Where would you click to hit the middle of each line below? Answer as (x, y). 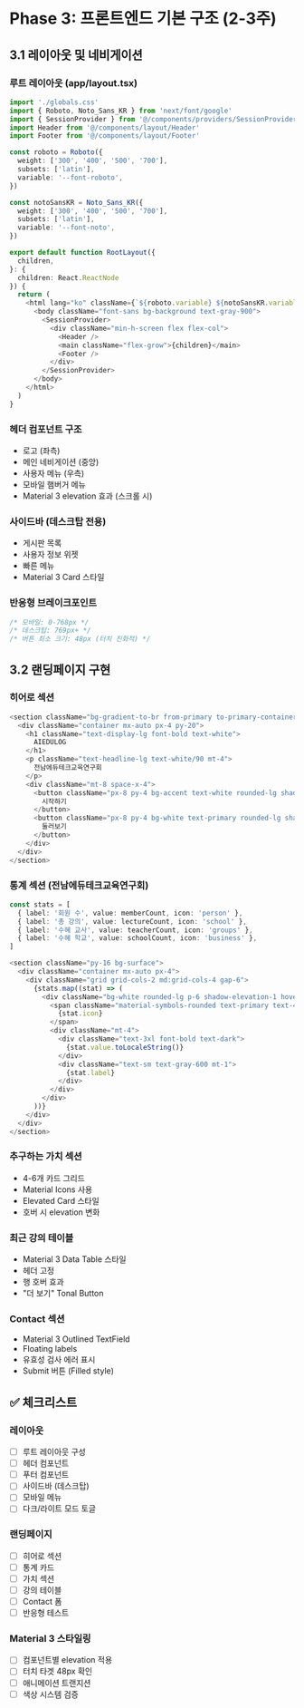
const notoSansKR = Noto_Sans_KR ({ (76, 202)
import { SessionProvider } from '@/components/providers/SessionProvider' (155, 119)
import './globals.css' (54, 102)
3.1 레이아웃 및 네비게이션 (76, 55)
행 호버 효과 (43, 1282)
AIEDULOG (50, 742)
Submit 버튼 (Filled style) (68, 1371)
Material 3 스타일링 (50, 1639)
